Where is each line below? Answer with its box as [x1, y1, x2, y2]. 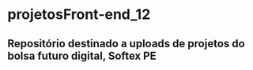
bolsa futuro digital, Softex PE [7, 49, 157, 62]
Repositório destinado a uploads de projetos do [7, 37, 246, 50]
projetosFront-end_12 [7, 6, 151, 24]
